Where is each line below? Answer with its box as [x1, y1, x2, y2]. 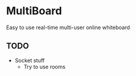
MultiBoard [6, 4, 62, 18]
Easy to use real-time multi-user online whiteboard [6, 24, 131, 31]
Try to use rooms [23, 63, 66, 70]
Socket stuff [14, 56, 45, 64]
